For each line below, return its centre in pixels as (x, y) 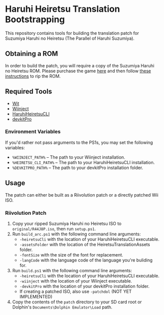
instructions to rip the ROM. (33, 76)
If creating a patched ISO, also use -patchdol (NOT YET (75, 291)
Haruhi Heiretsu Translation (63, 9)
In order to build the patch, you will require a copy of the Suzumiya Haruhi (80, 65)
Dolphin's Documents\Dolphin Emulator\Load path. (62, 307)
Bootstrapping (35, 19)
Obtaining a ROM (31, 54)
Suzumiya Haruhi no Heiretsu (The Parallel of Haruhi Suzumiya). (70, 38)
